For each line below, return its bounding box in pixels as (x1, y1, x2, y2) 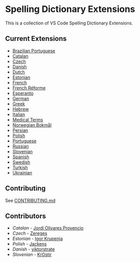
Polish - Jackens (12, 241, 47, 247)
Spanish (12, 154, 29, 160)
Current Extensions (5, 34, 67, 43)
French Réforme (12, 85, 46, 91)
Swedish (12, 159, 30, 165)
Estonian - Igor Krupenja (12, 236, 63, 242)
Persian (12, 127, 28, 133)
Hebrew (12, 106, 29, 112)
